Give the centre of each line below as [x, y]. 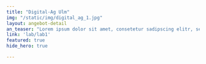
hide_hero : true [27, 46]
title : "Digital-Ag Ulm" [38, 12]
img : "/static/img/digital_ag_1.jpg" [55, 18]
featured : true [26, 40]
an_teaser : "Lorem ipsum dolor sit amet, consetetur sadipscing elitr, [100, 29]
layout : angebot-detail [37, 23]
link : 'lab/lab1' [29, 35]
